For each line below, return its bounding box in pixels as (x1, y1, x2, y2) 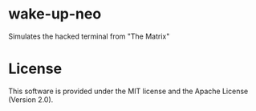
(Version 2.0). (8, 94, 54, 105)
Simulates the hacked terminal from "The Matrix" (8, 31, 170, 41)
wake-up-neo (8, 5, 102, 23)
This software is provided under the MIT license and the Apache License (8, 86, 249, 96)
